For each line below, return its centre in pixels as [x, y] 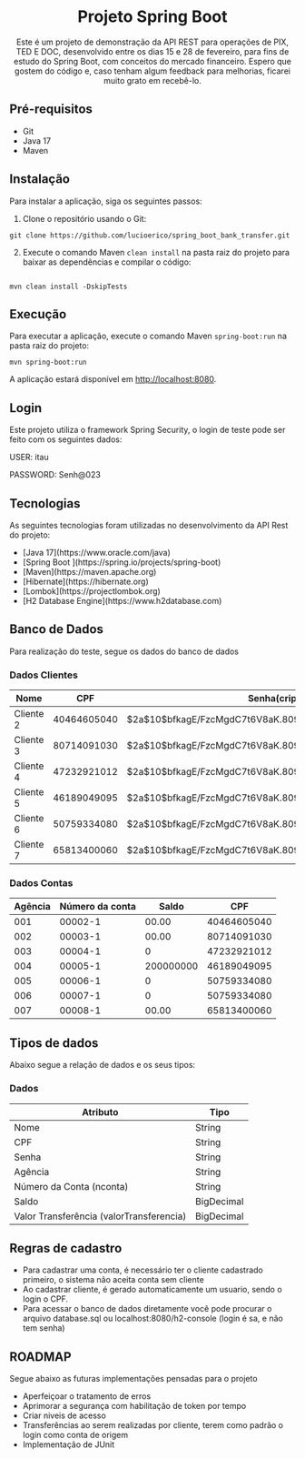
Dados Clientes [44, 675]
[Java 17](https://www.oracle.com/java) [96, 553]
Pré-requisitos [51, 110]
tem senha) [44, 1328]
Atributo [100, 1112]
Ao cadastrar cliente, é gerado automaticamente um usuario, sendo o [152, 1290]
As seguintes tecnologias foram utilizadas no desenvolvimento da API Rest [149, 525]
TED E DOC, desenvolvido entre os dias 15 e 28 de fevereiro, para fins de [152, 51]
